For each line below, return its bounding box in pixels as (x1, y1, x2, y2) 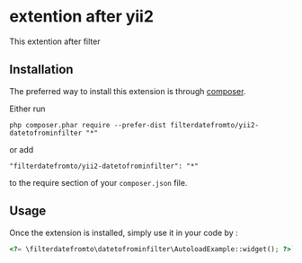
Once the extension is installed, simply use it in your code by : (9, 227, 238, 238)
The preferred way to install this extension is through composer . (9, 85, 246, 96)
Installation (9, 62, 74, 77)
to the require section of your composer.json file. (9, 177, 188, 188)
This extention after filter (9, 36, 101, 47)
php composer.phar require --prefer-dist (9, 120, 167, 129)
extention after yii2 (9, 6, 155, 27)
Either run (9, 103, 46, 114)
